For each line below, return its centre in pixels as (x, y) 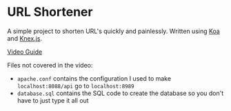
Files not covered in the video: (50, 65)
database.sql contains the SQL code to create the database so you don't (120, 93)
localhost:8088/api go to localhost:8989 (76, 85)
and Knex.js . (25, 38)
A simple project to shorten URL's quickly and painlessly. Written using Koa (114, 31)
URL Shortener (50, 12)
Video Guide (25, 52)
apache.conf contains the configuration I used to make (94, 78)
